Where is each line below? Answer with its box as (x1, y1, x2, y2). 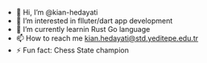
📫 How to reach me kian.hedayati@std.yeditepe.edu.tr (15, 33, 199, 43)
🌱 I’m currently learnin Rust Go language (15, 25, 151, 33)
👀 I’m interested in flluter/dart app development (15, 16, 173, 26)
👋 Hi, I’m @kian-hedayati (15, 8, 98, 17)
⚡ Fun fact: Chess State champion (15, 45, 129, 55)
